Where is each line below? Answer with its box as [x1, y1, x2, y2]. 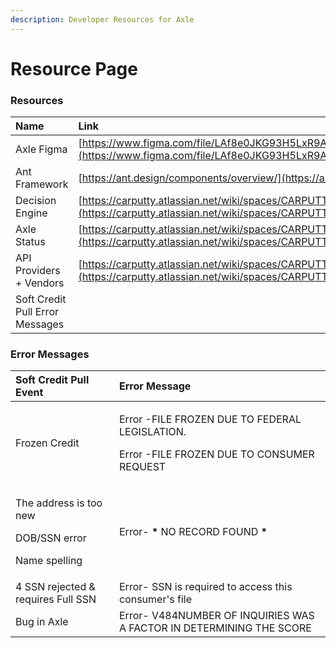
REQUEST [118, 460, 167, 474]
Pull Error [15, 305, 59, 319]
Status [15, 235, 46, 249]
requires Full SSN [15, 592, 97, 606]
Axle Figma [15, 142, 68, 156]
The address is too [15, 496, 103, 510]
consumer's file [118, 592, 192, 606]
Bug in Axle [15, 615, 69, 629]
